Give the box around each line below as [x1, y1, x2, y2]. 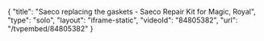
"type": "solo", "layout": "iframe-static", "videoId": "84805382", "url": [7, 15, 238, 25]
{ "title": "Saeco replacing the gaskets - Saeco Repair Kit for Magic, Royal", [7, 7, 256, 16]
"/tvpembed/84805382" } [7, 24, 94, 33]
